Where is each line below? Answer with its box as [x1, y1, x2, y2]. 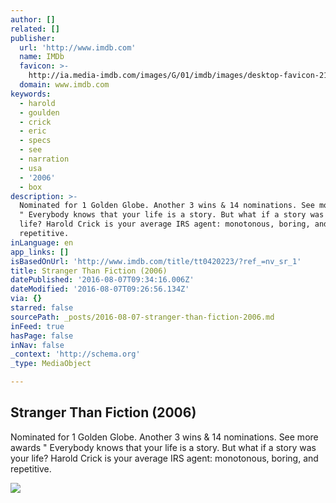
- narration [19, 154, 70, 164]
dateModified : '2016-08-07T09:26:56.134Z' [10, 284, 190, 295]
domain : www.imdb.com [19, 80, 110, 90]
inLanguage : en [10, 237, 74, 248]
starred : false [10, 303, 74, 313]
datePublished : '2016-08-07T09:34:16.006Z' [10, 275, 195, 285]
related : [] [10, 24, 60, 34]
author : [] [10, 14, 56, 25]
